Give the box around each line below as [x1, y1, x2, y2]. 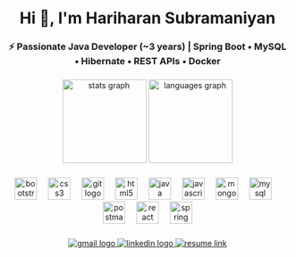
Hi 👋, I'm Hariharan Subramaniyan [19, 8, 276, 29]
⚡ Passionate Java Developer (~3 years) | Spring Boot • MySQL [8, 40, 287, 53]
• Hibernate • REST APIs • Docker [74, 55, 221, 68]
